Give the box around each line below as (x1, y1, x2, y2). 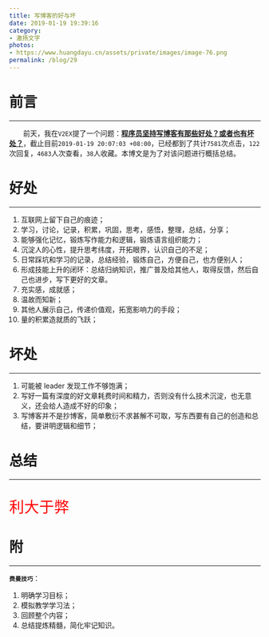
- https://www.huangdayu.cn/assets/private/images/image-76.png (9, 49, 227, 57)
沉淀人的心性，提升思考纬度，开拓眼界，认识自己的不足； (20, 244, 210, 254)
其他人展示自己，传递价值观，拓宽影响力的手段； (20, 304, 182, 314)
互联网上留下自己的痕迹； (20, 215, 105, 224)
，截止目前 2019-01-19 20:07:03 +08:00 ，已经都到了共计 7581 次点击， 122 (23, 138, 260, 148)
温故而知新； (20, 295, 63, 304)
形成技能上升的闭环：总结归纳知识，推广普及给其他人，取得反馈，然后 (20, 264, 252, 274)
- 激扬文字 (9, 34, 41, 42)
